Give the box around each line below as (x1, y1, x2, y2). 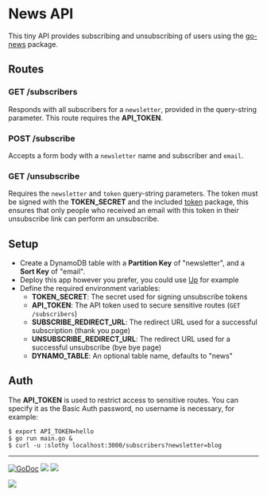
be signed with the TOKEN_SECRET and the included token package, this (8, 197, 249, 207)
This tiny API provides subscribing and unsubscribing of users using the (8, 31, 244, 41)
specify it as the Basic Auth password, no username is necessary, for (8, 403, 235, 413)
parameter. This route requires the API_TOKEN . (8, 113, 163, 122)
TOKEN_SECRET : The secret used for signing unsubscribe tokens (31, 292, 248, 302)
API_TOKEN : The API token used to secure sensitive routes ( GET (31, 300, 241, 310)
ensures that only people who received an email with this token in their (8, 206, 240, 215)
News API (8, 5, 74, 23)
